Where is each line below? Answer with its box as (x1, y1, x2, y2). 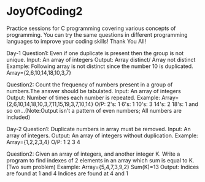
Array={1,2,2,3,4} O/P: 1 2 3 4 (6, 138, 81, 145)
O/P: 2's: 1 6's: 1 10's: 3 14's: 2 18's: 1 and (95, 100, 198, 108)
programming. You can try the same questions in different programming (6, 31, 188, 38)
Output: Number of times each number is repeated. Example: (6, 94, 161, 101)
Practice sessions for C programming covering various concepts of (6, 25, 176, 32)
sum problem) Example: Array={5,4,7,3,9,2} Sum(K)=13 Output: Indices (20, 163, 199, 170)
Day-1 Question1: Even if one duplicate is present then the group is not (6, 49, 184, 56)
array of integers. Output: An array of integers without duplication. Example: (6, 132, 198, 139)
